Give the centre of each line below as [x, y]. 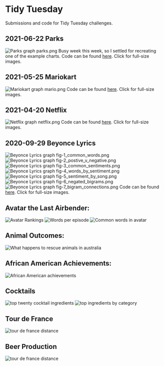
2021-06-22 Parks [34, 39]
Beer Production [31, 346]
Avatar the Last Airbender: [47, 208]
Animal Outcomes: [35, 236]
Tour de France [29, 319]
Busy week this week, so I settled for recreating [107, 50]
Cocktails [20, 291]
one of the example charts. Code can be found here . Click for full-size [77, 56]
